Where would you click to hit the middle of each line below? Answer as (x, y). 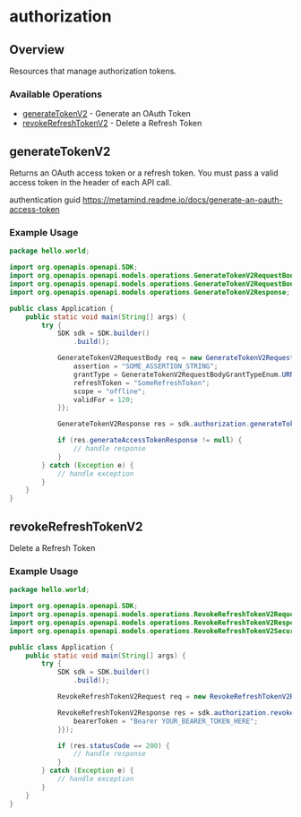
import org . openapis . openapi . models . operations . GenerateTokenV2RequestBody (154, 276)
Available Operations (56, 94)
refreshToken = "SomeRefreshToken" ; (142, 383)
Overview (37, 50)
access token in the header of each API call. (90, 183)
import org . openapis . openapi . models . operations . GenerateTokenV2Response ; (150, 292)
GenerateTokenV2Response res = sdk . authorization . (154, 424)
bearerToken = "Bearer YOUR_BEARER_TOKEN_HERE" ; (165, 721)
